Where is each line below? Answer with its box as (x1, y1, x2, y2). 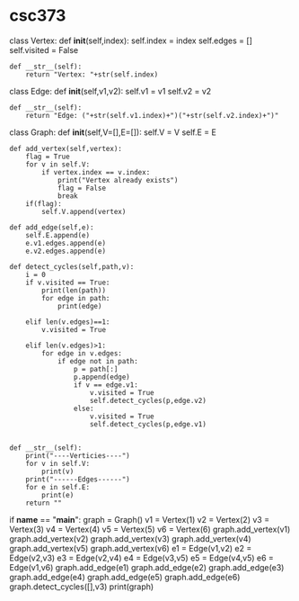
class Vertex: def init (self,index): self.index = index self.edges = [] (9, 35, 253, 46)
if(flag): (25, 199, 63, 208)
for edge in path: (41, 293, 110, 302)
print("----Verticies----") (25, 451, 130, 460)
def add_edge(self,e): (9, 222, 94, 232)
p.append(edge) (73, 372, 130, 381)
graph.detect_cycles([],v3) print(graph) (9, 581, 154, 592)
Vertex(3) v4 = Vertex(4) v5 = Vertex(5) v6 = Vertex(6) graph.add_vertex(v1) (9, 524, 291, 534)
